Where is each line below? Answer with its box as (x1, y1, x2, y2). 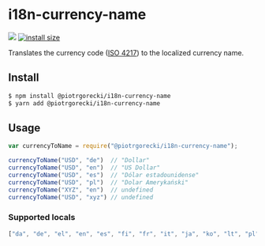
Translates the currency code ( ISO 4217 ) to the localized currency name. (8, 47, 244, 57)
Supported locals (8, 212, 76, 223)
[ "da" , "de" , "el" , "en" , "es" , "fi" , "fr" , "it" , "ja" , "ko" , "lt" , (8, 229, 242, 238)
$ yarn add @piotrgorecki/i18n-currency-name (8, 99, 160, 108)
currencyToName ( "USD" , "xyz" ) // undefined (8, 193, 154, 201)
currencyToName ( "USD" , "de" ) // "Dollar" (8, 157, 150, 165)
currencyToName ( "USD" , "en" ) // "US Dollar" (8, 164, 160, 172)
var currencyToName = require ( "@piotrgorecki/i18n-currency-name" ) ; (8, 142, 238, 150)
